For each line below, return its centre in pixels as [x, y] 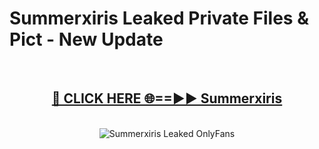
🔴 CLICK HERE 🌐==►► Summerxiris [167, 98]
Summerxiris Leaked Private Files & [159, 18]
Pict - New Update [86, 39]
